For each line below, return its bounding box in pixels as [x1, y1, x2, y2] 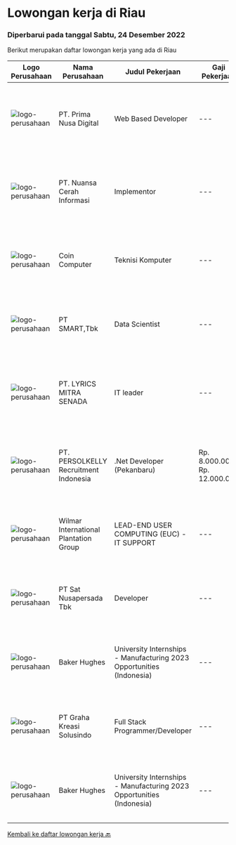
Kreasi [58, 721, 80, 731]
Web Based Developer [114, 114, 188, 124]
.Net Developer [114, 457, 164, 466]
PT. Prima [58, 110, 91, 119]
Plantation [58, 534, 92, 544]
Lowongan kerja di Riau [7, 5, 146, 21]
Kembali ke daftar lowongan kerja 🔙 [7, 830, 111, 839]
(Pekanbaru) [114, 465, 156, 475]
